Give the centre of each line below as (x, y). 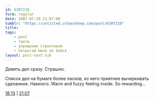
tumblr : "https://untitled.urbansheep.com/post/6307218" (65, 23)
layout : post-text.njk (28, 55)
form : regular (20, 14)
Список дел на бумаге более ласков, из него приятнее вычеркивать (77, 78)
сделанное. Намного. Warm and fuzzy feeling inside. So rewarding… (76, 84)
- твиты (22, 42)
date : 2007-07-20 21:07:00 (33, 19)
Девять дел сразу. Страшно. (35, 69)
